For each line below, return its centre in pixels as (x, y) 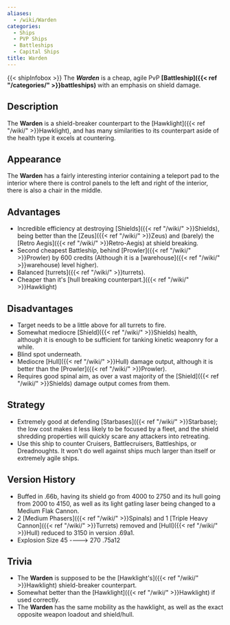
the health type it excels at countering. (61, 137)
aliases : (20, 13)
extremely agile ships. (48, 458)
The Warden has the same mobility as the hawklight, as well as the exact (120, 607)
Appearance (34, 159)
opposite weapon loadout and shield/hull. (76, 615)
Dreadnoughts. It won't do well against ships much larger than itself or (116, 451)
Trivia (20, 561)
